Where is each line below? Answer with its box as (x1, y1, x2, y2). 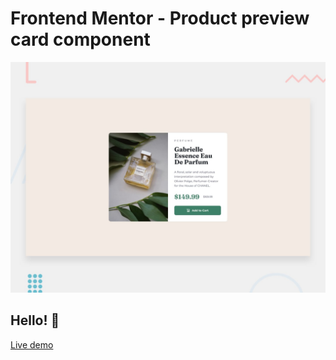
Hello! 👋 (10, 312, 60, 329)
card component (10, 28, 151, 51)
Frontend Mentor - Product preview (10, 7, 310, 30)
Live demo (10, 338, 54, 351)
